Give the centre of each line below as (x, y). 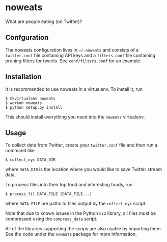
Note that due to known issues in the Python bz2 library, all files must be (81, 213)
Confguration (27, 38)
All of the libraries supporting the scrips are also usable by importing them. (83, 229)
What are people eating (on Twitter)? (44, 21)
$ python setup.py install (34, 107)
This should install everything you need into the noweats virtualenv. (75, 117)
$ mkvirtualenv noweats (31, 99)
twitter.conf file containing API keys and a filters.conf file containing (80, 55)
